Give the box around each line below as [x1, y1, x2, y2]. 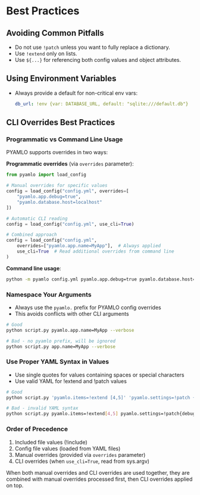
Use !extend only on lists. [14, 50, 77, 57]
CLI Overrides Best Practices [6, 117, 115, 127]
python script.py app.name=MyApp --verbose [6, 344, 116, 350]
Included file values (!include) [14, 438, 87, 446]
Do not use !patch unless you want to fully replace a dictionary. [14, 43, 171, 51]
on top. [6, 481, 24, 489]
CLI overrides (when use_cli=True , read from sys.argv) [14, 457, 150, 465]
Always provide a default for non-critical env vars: [14, 89, 138, 96]
